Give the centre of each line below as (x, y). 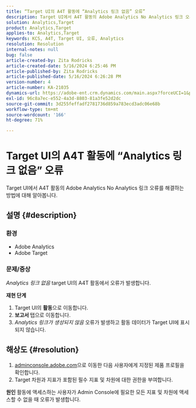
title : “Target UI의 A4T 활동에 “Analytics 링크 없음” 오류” (76, 11)
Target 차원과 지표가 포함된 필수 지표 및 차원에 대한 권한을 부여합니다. (94, 379)
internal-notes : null (32, 50)
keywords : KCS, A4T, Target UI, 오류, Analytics (65, 39)
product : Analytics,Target (39, 28)
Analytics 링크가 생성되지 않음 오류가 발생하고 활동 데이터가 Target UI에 (97, 323)
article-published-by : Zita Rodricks (52, 71)
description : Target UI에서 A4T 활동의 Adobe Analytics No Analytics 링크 (94, 17)
